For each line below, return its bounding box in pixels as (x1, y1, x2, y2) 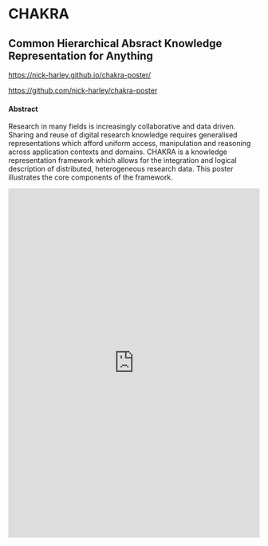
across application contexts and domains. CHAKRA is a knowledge (8, 147, 228, 156)
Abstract (8, 104, 38, 113)
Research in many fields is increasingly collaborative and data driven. (8, 121, 236, 132)
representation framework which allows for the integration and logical (8, 156, 237, 165)
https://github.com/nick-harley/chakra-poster (8, 85, 158, 95)
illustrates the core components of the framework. (8, 172, 173, 182)
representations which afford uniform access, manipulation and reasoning (8, 139, 251, 148)
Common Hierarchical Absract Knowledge (8, 37, 223, 50)
